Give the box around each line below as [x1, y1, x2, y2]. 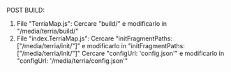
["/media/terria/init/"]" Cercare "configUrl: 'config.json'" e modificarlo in [16, 49, 225, 57]
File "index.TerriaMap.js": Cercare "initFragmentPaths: [16, 34, 173, 43]
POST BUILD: [6, 6, 45, 14]
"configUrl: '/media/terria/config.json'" [16, 57, 128, 65]
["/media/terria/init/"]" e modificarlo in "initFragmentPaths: [16, 42, 186, 50]
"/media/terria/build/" [16, 27, 79, 35]
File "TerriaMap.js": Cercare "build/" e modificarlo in [16, 20, 167, 27]
